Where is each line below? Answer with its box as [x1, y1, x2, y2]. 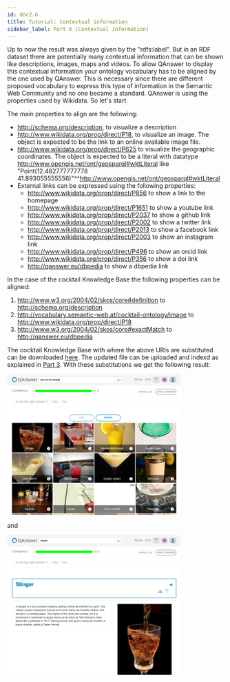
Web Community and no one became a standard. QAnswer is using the [7, 89, 209, 98]
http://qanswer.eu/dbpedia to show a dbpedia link [27, 262, 169, 270]
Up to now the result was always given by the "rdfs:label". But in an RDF [7, 45, 211, 54]
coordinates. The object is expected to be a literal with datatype [17, 152, 198, 161]
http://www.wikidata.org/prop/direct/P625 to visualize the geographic [17, 145, 216, 153]
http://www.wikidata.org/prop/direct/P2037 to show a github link [27, 211, 211, 220]
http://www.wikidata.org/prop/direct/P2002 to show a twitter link [27, 218, 211, 226]
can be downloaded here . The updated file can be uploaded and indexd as [7, 353, 219, 361]
